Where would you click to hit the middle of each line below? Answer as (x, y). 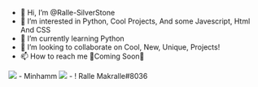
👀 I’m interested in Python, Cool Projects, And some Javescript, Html (135, 21)
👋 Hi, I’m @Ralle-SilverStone (68, 13)
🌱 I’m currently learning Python (72, 38)
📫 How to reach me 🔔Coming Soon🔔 (82, 56)
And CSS (35, 30)
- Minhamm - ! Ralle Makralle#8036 (83, 76)
